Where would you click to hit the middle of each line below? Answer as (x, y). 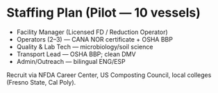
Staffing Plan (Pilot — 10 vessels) (103, 13)
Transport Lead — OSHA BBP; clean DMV (76, 54)
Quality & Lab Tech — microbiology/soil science (85, 46)
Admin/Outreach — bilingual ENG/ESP (71, 61)
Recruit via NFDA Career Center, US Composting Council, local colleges (109, 75)
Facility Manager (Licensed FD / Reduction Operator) (92, 32)
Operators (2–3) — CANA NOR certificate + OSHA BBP (94, 39)
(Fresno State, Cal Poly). (41, 82)
